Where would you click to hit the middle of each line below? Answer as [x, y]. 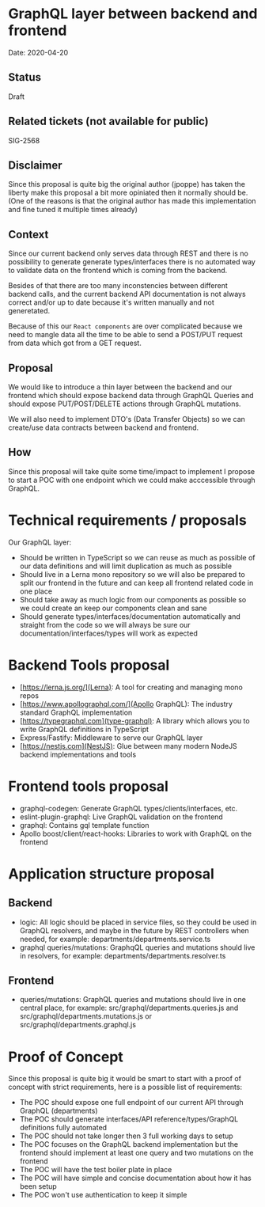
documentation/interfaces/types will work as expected [108, 633]
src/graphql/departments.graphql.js [78, 1025]
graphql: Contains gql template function [84, 825]
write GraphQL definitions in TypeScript [84, 729]
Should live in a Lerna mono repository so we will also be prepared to [132, 574]
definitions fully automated [63, 1128]
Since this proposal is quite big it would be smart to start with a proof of [125, 1079]
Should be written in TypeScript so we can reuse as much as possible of [137, 557]
